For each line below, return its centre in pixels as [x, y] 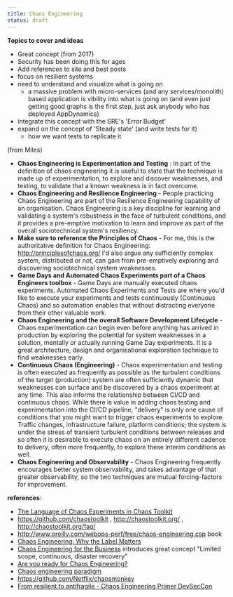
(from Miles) [25, 150]
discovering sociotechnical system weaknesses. [87, 268]
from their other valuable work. [62, 313]
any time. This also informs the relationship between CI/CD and [108, 395]
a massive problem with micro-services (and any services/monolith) [126, 91]
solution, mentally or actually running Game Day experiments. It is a [114, 342]
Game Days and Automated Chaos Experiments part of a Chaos [111, 275]
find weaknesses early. [51, 357]
